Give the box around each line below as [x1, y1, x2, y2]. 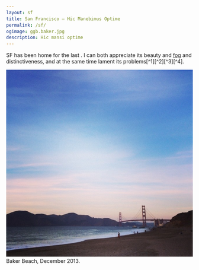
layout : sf [6, 9, 33, 15]
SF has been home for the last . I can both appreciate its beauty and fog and [6, 52, 192, 59]
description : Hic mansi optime [6, 34, 84, 41]
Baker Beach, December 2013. [6, 258, 81, 265]
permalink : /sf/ [6, 22, 46, 28]
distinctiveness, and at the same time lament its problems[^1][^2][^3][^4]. [6, 58, 185, 65]
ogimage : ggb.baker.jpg [6, 28, 65, 34]
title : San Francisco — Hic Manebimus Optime [6, 15, 120, 22]
